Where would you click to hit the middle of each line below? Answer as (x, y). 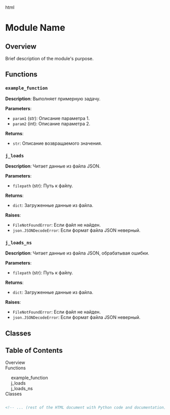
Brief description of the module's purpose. (50, 58)
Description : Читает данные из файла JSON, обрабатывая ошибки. (77, 253)
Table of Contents (34, 350)
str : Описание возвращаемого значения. (57, 143)
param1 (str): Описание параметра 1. (51, 118)
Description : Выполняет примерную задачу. (53, 99)
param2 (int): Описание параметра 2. (51, 123)
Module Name (35, 28)
